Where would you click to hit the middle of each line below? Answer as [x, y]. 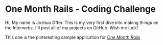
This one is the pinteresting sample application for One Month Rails [73, 37]
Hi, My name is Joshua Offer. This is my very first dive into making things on [82, 22]
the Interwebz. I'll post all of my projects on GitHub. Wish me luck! [72, 27]
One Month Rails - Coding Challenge [81, 9]
